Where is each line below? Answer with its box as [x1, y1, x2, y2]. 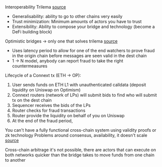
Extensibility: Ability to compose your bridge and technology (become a [12, 24, 155, 30]
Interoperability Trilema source [5, 4, 66, 10]
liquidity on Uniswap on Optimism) [12, 87, 81, 92]
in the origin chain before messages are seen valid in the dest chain [12, 53, 147, 59]
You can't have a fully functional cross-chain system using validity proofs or [5, 127, 157, 133]
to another [5, 157, 26, 163]
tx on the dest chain [12, 97, 52, 103]
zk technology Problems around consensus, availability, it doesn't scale [5, 133, 147, 138]
